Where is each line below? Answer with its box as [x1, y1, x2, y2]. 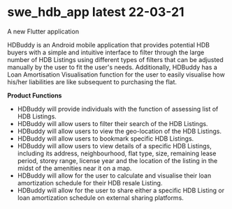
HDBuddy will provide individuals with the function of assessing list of [17, 104, 219, 113]
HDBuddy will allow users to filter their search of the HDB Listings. [17, 119, 208, 127]
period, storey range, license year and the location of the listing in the [17, 156, 218, 164]
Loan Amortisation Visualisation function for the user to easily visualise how [7, 70, 225, 79]
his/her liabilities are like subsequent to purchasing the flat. [7, 77, 177, 86]
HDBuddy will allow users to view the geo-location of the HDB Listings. [17, 127, 222, 135]
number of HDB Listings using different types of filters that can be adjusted [7, 55, 224, 63]
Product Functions [7, 91, 62, 100]
